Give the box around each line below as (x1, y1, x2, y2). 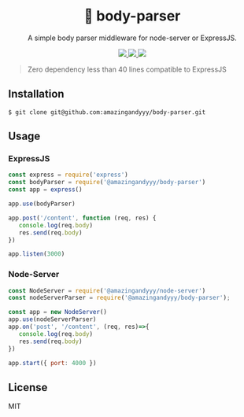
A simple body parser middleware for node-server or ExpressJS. (27, 33, 238, 42)
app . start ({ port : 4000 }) (8, 359, 97, 367)
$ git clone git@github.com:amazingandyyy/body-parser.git (8, 108, 206, 116)
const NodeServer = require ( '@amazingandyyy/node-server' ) (8, 286, 206, 294)
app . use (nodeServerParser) (8, 316, 97, 323)
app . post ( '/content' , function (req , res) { (8, 214, 157, 222)
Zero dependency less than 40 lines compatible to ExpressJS (27, 65, 227, 74)
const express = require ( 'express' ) (8, 171, 128, 179)
